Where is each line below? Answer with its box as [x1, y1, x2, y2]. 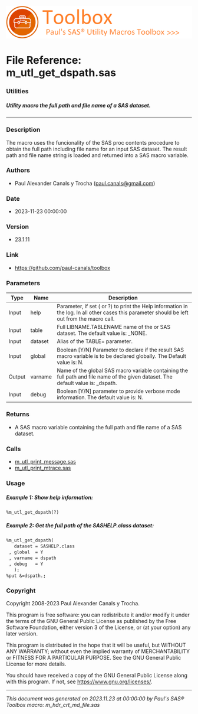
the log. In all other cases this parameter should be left [57, 309, 189, 316]
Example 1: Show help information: [6, 494, 93, 501]
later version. [6, 630, 38, 637]
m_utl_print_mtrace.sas [14, 464, 71, 472]
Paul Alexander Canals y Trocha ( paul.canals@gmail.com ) [14, 180, 156, 187]
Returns [6, 410, 29, 419]
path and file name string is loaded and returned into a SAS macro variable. [6, 151, 189, 159]
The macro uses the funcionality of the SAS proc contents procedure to [6, 139, 180, 146]
